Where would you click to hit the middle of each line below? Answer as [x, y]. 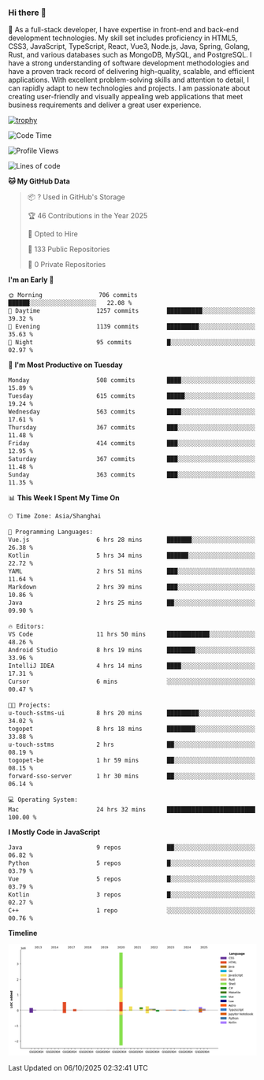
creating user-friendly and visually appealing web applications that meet [126, 97]
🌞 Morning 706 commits [73, 295]
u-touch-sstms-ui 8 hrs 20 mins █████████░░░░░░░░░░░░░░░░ [132, 713]
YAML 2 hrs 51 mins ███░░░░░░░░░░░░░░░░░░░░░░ [132, 572]
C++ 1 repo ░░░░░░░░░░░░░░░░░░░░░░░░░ [132, 911]
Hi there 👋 [28, 13]
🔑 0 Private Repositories [67, 265]
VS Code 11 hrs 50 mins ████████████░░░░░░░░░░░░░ [132, 635]
